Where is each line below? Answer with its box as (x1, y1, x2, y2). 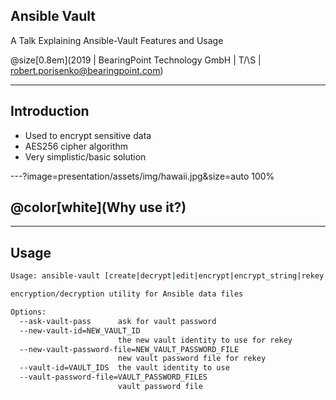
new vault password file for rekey (117, 354, 267, 364)
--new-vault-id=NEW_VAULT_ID (19, 325, 141, 336)
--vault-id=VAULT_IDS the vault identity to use (19, 363, 230, 373)
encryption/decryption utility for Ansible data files (10, 289, 244, 299)
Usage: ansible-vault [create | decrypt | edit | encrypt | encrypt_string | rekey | (10, 271, 329, 281)
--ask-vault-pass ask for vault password (19, 316, 217, 326)
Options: (10, 307, 47, 317)
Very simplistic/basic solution (24, 150, 147, 163)
